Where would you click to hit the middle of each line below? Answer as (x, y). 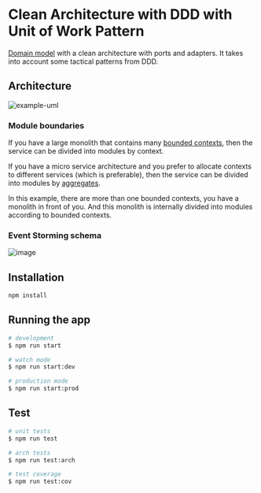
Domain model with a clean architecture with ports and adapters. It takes (126, 53)
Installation (36, 277)
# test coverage (35, 474)
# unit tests (29, 431)
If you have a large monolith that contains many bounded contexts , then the (130, 143)
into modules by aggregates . (54, 183)
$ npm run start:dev (42, 367)
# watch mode (29, 360)
